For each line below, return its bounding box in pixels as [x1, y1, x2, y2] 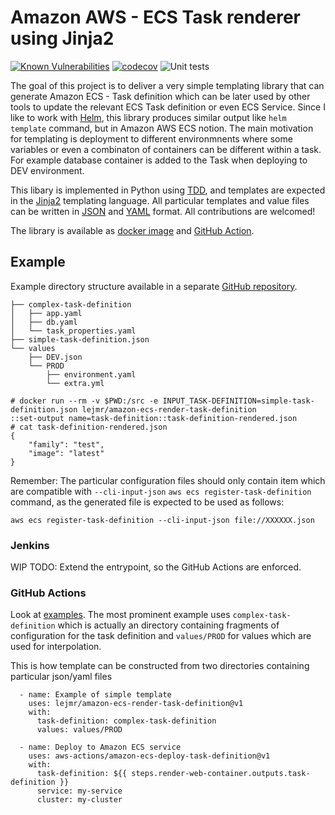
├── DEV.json [28, 352, 83, 362]
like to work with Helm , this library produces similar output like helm [10, 111, 287, 123]
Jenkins [10, 538, 50, 552]
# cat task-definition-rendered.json [10, 422, 168, 432]
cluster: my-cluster [36, 795, 123, 805]
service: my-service [36, 786, 123, 796]
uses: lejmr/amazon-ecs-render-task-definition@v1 [28, 699, 244, 709]
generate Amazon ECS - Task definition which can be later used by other [10, 90, 311, 102]
